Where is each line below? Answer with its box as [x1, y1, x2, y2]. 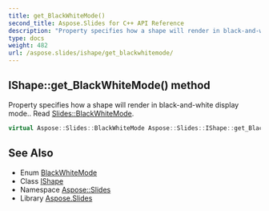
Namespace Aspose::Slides [19, 185, 111, 194]
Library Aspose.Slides [19, 193, 93, 203]
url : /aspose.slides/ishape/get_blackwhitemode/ [8, 49, 174, 57]
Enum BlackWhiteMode [19, 168, 98, 177]
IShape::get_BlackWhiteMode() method [8, 79, 211, 92]
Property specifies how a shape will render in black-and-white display [8, 99, 239, 109]
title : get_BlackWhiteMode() [8, 11, 106, 20]
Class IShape [19, 176, 64, 185]
